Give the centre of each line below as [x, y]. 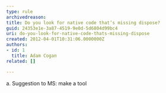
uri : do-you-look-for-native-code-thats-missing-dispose [78, 34]
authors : [17, 45]
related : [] [21, 61]
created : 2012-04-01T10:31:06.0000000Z [55, 39]
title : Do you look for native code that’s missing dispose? [83, 23]
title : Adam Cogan [34, 56]
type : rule [20, 12]
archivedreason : [26, 17]
